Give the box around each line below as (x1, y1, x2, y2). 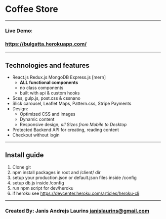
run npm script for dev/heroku (12, 185, 74, 191)
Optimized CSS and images (19, 111, 76, 117)
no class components (19, 85, 64, 90)
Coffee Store (5, 3, 58, 15)
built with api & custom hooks (19, 90, 80, 96)
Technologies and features (5, 61, 90, 70)
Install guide (5, 151, 44, 159)
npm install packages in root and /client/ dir (12, 169, 101, 175)
